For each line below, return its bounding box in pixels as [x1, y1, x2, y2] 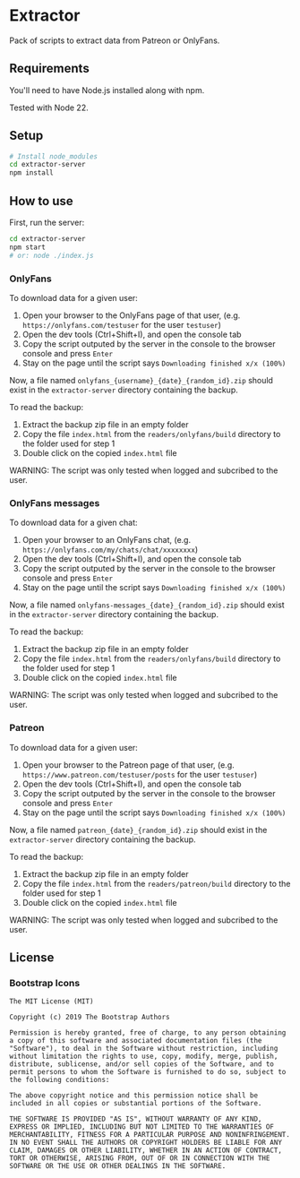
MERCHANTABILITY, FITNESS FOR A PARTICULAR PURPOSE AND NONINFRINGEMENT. [9, 1131, 291, 1139]
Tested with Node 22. [9, 102, 89, 113]
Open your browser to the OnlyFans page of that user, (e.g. [21, 310, 241, 321]
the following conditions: [9, 1076, 110, 1085]
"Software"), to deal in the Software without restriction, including [9, 1045, 279, 1053]
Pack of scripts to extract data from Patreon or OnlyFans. [9, 35, 220, 46]
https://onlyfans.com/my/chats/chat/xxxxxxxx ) [21, 544, 199, 555]
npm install [9, 168, 54, 177]
